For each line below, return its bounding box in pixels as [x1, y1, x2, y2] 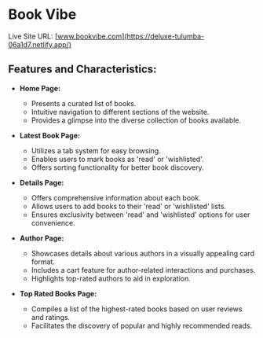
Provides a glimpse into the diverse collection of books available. [31, 116, 242, 125]
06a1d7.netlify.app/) [8, 39, 72, 49]
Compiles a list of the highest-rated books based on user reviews [31, 304, 243, 314]
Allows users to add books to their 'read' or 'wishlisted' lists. [31, 201, 226, 211]
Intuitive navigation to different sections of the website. [31, 107, 210, 116]
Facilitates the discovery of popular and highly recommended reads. [31, 321, 253, 330]
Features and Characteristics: [8, 63, 157, 76]
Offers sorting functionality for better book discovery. [31, 163, 204, 172]
